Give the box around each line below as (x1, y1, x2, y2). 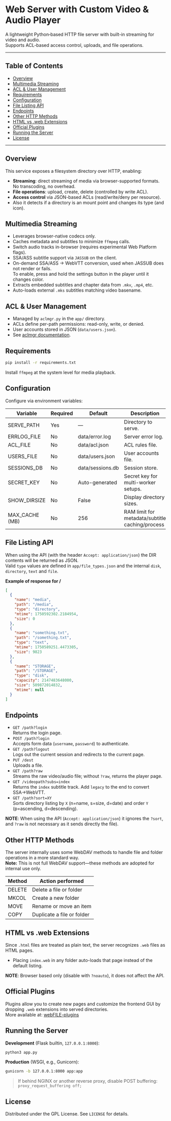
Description (130, 409, 160, 416)
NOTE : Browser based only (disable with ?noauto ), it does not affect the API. (5, 972, 164, 978)
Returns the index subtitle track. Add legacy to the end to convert (12, 784, 150, 790)
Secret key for (124, 473, 158, 480)
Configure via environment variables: (5, 398, 83, 404)
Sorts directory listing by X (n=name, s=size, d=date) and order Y (12, 800, 149, 806)
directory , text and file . (5, 568, 59, 574)
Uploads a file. (12, 762, 43, 768)
